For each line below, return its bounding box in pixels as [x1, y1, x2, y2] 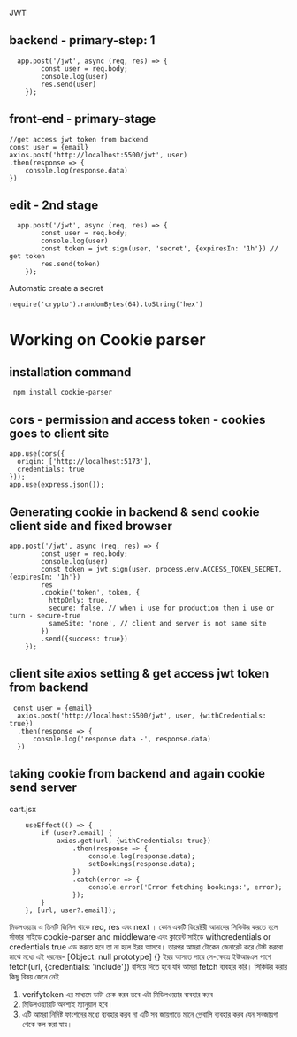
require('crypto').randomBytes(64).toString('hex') [9, 300, 203, 309]
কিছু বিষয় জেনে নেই [9, 971, 60, 981]
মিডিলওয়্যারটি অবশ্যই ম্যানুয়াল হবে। [21, 999, 113, 1010]
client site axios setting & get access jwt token [9, 666, 270, 681]
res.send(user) [41, 80, 97, 88]
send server [9, 780, 77, 795]
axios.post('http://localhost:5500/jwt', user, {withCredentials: [17, 711, 267, 720]
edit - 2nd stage [9, 198, 99, 213]
